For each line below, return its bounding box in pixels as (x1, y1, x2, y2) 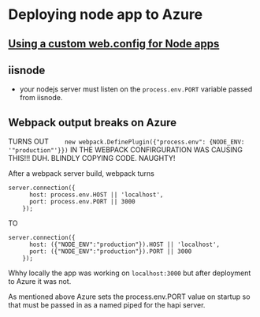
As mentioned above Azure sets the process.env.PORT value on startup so (8, 292, 251, 301)
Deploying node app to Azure (8, 6, 203, 24)
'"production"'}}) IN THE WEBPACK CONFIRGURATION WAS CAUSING (8, 145, 243, 155)
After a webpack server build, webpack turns (8, 169, 155, 178)
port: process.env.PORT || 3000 (28, 198, 136, 206)
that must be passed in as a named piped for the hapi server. (8, 300, 206, 310)
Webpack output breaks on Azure (8, 116, 177, 129)
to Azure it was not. (8, 277, 72, 286)
